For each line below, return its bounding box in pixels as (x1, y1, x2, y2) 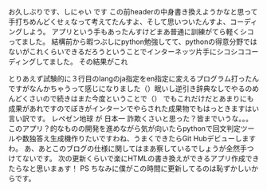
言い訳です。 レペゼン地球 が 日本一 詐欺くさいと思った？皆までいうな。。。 (8, 114, 253, 123)
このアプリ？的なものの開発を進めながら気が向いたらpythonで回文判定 (8, 124, 241, 133)
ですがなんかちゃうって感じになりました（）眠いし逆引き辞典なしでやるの (8, 84, 253, 93)
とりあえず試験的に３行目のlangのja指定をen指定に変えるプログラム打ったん (8, 74, 259, 83)
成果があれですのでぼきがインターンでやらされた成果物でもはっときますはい (8, 104, 259, 113)
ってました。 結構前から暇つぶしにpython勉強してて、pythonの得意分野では (8, 37, 257, 46)
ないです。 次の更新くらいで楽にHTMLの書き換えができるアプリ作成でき (22, 154, 260, 163)
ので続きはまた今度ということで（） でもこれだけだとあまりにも (42, 94, 254, 103)
